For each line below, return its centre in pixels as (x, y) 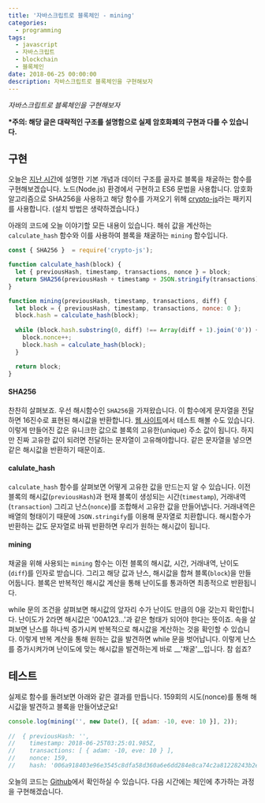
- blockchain (37, 60)
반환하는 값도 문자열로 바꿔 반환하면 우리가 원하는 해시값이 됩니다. (109, 526)
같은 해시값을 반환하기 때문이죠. (57, 450)
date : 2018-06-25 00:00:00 (52, 74)
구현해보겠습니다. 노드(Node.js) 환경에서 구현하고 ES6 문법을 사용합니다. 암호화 (131, 189)
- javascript (37, 45)
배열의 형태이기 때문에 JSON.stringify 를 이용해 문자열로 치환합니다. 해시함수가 (130, 516)
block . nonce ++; (47, 338)
